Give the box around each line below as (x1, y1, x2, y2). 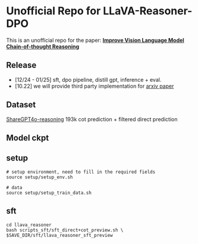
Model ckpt (6, 132, 49, 143)
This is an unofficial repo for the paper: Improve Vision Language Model (6, 36, 184, 44)
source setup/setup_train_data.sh (6, 190, 92, 196)
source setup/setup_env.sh (6, 174, 73, 180)
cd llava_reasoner (6, 222, 52, 228)
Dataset (6, 100, 36, 110)
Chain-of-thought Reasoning (6, 43, 79, 50)
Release (6, 60, 37, 70)
